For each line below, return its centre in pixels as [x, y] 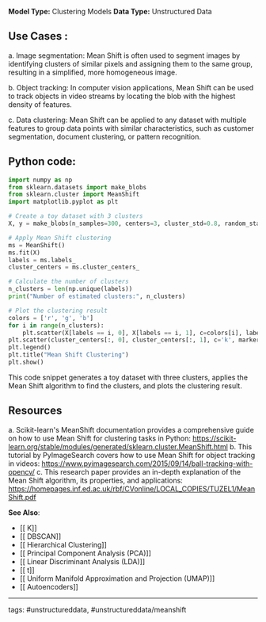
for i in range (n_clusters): [56, 325]
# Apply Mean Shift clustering [60, 238]
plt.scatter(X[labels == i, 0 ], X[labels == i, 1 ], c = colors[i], [133, 333]
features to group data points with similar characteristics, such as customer [131, 128]
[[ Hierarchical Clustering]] [63, 544]
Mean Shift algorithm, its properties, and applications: [96, 480]
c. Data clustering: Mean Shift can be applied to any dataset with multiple [127, 120]
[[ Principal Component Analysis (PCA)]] [85, 553]
